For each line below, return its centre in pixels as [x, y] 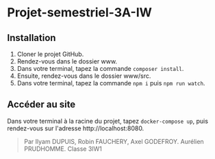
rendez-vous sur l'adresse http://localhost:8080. [76, 128]
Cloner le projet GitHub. [50, 54]
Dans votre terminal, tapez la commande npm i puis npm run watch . [111, 83]
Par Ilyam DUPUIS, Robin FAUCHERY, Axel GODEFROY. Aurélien [114, 141]
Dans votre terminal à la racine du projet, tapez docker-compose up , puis [108, 121]
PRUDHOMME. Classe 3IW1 [63, 149]
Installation [31, 38]
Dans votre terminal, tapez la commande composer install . [100, 69]
